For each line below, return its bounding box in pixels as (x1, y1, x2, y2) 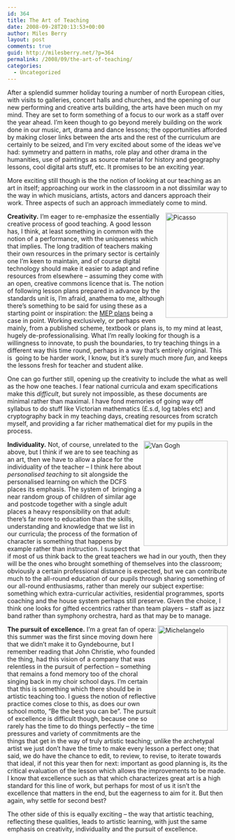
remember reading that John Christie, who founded (7, 647, 155, 656)
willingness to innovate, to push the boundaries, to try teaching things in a (7, 338, 220, 347)
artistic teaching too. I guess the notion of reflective (7, 691, 156, 701)
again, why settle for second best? (7, 796, 107, 804)
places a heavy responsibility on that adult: (7, 507, 131, 516)
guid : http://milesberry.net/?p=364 (7, 50, 114, 57)
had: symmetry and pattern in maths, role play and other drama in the (7, 148, 208, 156)
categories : (7, 62, 42, 69)
